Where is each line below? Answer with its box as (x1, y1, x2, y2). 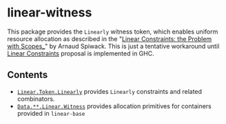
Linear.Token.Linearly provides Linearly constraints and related (17, 87, 202, 95)
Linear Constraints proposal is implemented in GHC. (7, 49, 154, 58)
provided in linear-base (17, 109, 85, 117)
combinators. (17, 95, 55, 103)
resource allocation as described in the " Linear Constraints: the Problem (7, 34, 212, 42)
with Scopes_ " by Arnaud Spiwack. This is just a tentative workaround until (7, 42, 220, 50)
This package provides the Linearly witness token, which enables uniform (7, 27, 218, 36)
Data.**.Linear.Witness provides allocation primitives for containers (17, 101, 212, 110)
